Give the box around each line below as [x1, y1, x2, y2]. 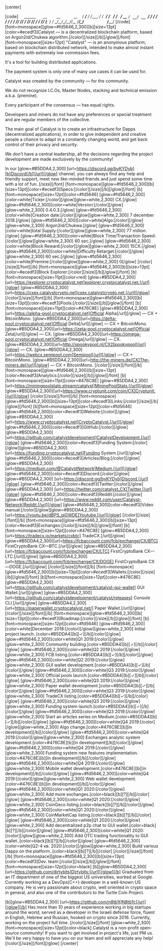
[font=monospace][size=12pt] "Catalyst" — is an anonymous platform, [5, 39, 146, 45]
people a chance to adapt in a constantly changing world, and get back [5, 136, 148, 142]
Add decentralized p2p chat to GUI [45, 823, 115, 828]
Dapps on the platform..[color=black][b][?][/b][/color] [5, 848, 112, 854]
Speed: [142, 233, 156, 238]
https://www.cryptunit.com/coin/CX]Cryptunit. [62, 388, 156, 394]
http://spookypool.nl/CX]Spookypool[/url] [62, 342, 146, 347]
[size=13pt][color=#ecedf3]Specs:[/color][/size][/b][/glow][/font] [5, 186, 136, 192]
